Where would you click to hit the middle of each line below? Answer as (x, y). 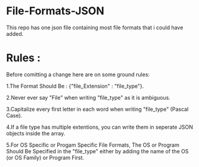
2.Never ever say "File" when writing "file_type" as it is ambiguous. (88, 97)
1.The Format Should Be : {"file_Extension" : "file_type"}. (75, 86)
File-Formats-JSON (55, 11)
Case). (14, 115)
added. (15, 33)
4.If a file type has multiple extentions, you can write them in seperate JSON (100, 127)
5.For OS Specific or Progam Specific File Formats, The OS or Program (93, 145)
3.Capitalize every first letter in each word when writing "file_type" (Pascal (97, 109)
